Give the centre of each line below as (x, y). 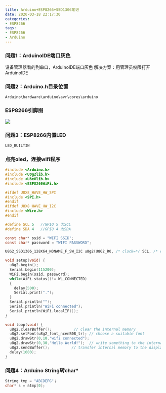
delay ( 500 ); (26, 288)
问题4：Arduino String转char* (42, 370)
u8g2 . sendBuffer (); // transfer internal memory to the (78, 348)
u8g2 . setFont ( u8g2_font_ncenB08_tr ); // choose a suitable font (77, 334)
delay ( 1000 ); (23, 352)
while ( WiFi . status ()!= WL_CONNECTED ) (48, 279)
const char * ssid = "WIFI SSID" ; (40, 238)
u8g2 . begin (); (24, 265)
